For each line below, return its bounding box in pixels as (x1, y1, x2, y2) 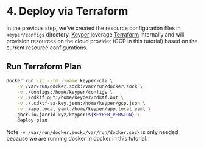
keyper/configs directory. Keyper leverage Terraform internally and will (6, 30, 185, 38)
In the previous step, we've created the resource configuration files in (6, 24, 181, 32)
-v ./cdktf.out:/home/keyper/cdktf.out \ (17, 94, 124, 101)
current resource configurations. (6, 44, 88, 51)
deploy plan (17, 117, 47, 123)
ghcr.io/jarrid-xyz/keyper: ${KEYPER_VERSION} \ (17, 111, 140, 118)
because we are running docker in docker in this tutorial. (6, 135, 148, 142)
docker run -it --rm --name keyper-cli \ (6, 77, 113, 83)
